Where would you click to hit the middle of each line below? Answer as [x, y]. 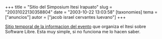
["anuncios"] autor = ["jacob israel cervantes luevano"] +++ [66, 17]
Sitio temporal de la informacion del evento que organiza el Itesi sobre [76, 26]
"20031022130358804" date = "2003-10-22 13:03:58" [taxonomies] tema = [81, 12]
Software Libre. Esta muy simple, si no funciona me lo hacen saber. [73, 32]
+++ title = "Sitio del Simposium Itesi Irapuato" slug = [59, 7]
